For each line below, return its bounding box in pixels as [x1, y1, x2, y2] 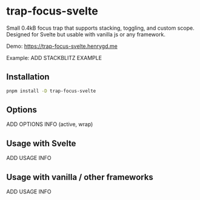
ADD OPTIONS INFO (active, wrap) [6, 121, 93, 128]
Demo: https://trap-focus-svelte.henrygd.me [6, 42, 118, 50]
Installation [6, 72, 50, 82]
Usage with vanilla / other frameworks [6, 172, 153, 182]
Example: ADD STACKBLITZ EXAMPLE [6, 54, 102, 61]
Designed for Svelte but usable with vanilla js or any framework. [6, 30, 165, 38]
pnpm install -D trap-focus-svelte [6, 88, 96, 94]
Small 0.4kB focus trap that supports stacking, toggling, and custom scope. [6, 24, 195, 32]
